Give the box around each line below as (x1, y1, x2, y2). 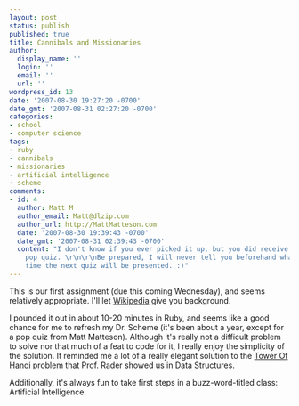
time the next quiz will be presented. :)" (25, 262, 190, 271)
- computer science (9, 129, 82, 138)
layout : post (9, 12, 58, 22)
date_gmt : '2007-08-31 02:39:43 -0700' (17, 237, 166, 246)
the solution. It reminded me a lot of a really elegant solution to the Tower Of (9, 350, 288, 361)
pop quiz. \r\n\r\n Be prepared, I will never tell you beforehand (25, 253, 277, 263)
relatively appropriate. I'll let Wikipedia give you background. (9, 295, 231, 305)
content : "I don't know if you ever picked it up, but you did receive (17, 245, 289, 254)
